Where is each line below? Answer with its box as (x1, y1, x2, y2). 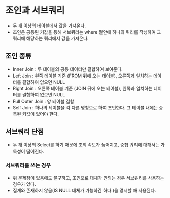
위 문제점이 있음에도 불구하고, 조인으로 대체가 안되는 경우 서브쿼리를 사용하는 (12, 175, 165, 181)
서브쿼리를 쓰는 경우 (5, 162, 51, 169)
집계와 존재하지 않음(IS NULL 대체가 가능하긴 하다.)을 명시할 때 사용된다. (12, 187, 156, 193)
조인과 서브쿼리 (5, 5, 65, 16)
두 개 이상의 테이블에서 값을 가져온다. (12, 22, 86, 29)
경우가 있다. (12, 181, 37, 187)
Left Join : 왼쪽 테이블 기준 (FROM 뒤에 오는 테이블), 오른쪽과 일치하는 (12, 72, 152, 79)
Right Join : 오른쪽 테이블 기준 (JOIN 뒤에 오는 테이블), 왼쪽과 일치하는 (12, 85, 153, 91)
